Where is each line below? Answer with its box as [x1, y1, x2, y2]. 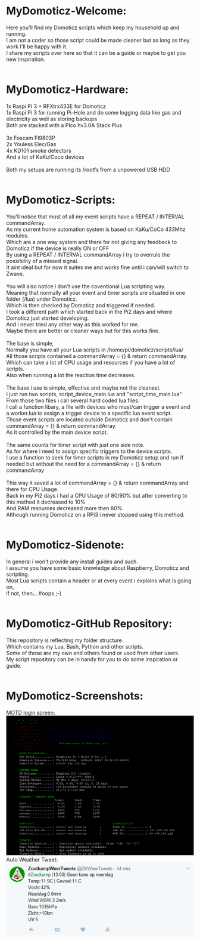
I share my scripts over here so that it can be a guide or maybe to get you [6, 49, 186, 56]
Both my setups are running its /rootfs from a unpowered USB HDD [6, 166, 171, 173]
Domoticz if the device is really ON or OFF [6, 245, 110, 252]
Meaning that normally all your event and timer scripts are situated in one [6, 289, 186, 296]
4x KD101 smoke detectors [6, 147, 71, 154]
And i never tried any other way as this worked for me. [6, 320, 139, 328]
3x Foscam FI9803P [6, 134, 55, 141]
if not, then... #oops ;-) [6, 590, 62, 597]
